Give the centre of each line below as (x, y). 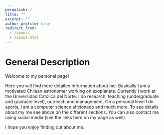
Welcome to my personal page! (37, 76)
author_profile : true (28, 24)
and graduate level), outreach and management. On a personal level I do (79, 101)
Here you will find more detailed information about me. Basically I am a (78, 86)
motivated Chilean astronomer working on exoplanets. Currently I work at (80, 91)
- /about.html (24, 38)
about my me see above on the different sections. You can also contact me (82, 112)
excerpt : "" (17, 19)
